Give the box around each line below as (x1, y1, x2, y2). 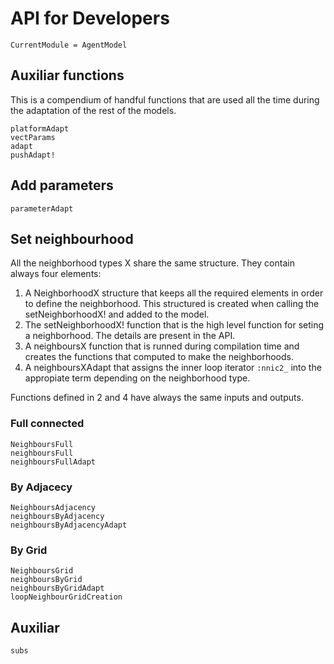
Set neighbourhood (10, 230, 134, 247)
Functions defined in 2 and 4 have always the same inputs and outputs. (10, 392, 304, 404)
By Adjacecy (10, 480, 73, 494)
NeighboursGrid (10, 566, 74, 576)
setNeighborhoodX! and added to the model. (24, 308, 210, 321)
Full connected (10, 417, 85, 431)
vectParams (10, 132, 56, 142)
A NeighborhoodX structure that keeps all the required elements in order (24, 287, 324, 299)
